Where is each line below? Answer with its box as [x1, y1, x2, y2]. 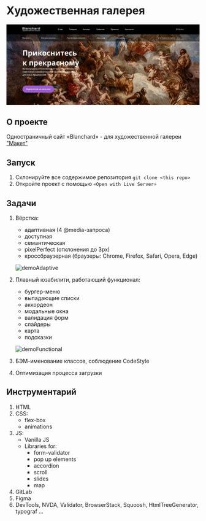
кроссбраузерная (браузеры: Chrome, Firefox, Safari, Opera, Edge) [24, 252, 198, 260]
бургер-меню [24, 288, 61, 295]
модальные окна [24, 307, 69, 315]
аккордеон [24, 301, 53, 309]
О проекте [6, 117, 48, 127]
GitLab [15, 488, 32, 495]
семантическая [24, 239, 66, 247]
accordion [33, 461, 59, 469]
